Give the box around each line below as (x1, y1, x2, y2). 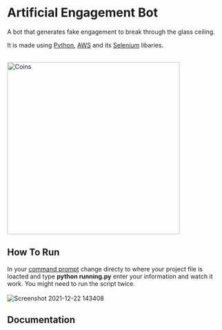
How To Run (7, 247, 60, 258)
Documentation (7, 314, 76, 326)
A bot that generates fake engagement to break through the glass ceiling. (7, 28, 215, 36)
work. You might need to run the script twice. (7, 279, 136, 287)
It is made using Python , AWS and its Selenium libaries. (7, 41, 164, 49)
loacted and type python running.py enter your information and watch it (7, 272, 213, 280)
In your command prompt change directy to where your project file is (7, 265, 203, 273)
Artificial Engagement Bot (7, 5, 159, 21)
